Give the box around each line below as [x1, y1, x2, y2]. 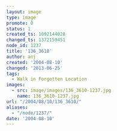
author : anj [6, 54, 36, 60]
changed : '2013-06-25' [6, 65, 63, 71]
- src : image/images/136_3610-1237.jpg [11, 88, 112, 94]
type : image [6, 14, 36, 21]
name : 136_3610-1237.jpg [17, 93, 79, 99]
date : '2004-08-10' [6, 115, 55, 121]
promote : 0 [6, 20, 34, 26]
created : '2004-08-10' [6, 59, 63, 65]
